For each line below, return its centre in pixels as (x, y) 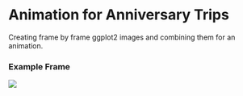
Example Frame (40, 66)
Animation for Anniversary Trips (119, 15)
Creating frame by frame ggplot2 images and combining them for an (122, 37)
